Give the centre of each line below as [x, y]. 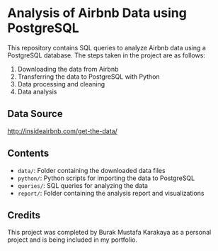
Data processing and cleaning [61, 84]
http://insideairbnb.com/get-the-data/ [63, 131]
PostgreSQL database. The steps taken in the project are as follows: [106, 55]
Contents [28, 154]
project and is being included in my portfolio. [73, 240]
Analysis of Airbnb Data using [97, 13]
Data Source [35, 114]
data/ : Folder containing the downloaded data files [91, 170]
